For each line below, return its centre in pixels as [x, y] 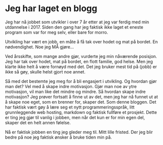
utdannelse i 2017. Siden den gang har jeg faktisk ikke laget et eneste [74, 27]
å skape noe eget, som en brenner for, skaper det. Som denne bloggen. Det [81, 102]
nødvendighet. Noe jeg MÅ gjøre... [39, 47]
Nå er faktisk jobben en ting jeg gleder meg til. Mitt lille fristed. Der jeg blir [79, 132]
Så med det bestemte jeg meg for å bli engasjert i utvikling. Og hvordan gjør [81, 81]
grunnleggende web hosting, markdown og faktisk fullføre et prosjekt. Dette [81, 112]
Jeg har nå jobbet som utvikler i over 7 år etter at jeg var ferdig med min [77, 22]
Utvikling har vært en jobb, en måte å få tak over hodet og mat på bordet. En [81, 41]
